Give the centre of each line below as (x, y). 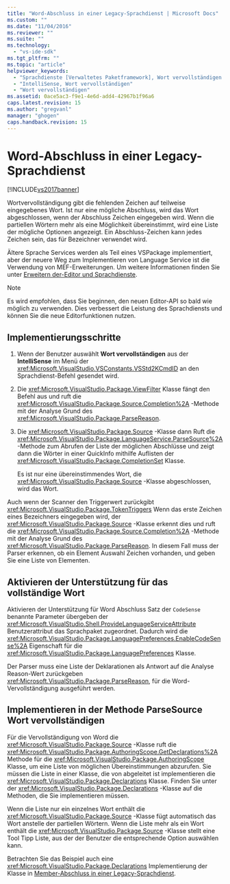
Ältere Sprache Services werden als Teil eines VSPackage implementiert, (110, 253)
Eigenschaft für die (56, 646)
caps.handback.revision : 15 (47, 122)
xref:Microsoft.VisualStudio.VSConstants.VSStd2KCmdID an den (108, 369)
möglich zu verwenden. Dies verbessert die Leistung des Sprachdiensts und (115, 308)
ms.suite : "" (26, 39)
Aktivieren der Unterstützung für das (88, 582)
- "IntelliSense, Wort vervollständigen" (73, 84)
